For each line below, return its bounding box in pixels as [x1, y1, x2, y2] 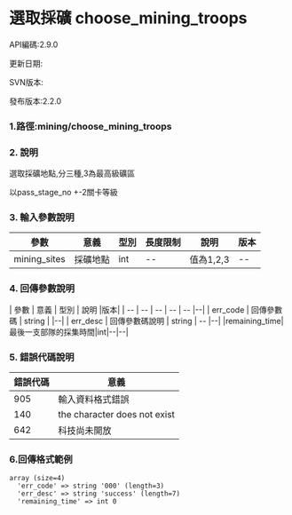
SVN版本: [9, 76, 44, 87]
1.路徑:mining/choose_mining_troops [9, 120, 172, 132]
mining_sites [13, 253, 66, 265]
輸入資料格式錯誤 [58, 393, 130, 406]
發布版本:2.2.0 [9, 95, 62, 107]
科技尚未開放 [58, 424, 113, 437]
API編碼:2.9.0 [9, 39, 59, 50]
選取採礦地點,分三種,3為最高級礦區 [9, 168, 136, 178]
